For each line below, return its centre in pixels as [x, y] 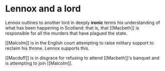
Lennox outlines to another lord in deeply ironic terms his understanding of [83, 22]
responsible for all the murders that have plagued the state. [66, 33]
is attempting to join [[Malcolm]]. [39, 63]
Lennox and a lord [43, 9]
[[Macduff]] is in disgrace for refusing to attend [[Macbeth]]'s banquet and [82, 57]
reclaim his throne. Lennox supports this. [47, 48]
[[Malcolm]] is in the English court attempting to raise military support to [79, 42]
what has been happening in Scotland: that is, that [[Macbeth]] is [72, 27]
